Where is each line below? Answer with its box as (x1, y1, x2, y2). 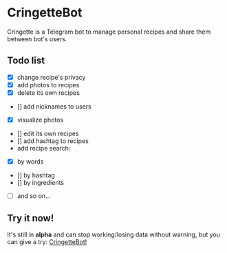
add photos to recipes (17, 80, 80, 89)
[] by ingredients (17, 179, 64, 187)
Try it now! (7, 212, 54, 224)
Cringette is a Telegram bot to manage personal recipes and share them (7, 27, 211, 36)
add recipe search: (17, 144, 71, 152)
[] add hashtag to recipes (17, 137, 89, 145)
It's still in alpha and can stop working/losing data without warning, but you (7, 230, 221, 239)
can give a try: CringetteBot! (7, 237, 87, 245)
